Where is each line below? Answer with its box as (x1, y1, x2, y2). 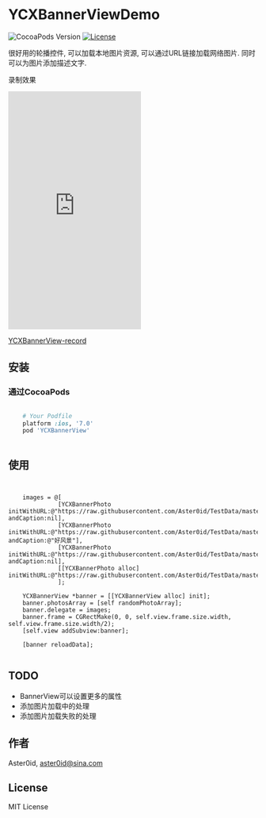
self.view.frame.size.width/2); (8, 620, 115, 628)
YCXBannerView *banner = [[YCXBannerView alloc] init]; (22, 592, 211, 600)
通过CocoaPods (8, 386, 70, 397)
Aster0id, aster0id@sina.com (8, 758, 103, 767)
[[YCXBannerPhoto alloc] (58, 564, 140, 572)
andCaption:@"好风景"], (8, 536, 83, 544)
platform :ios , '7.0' (22, 419, 93, 428)
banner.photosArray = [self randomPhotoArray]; (22, 599, 182, 607)
